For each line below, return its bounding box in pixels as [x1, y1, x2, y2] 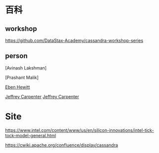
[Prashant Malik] [5, 75, 39, 80]
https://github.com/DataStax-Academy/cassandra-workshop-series [5, 38, 144, 43]
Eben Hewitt [5, 84, 30, 90]
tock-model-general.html [5, 132, 56, 138]
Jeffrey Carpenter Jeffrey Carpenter [5, 93, 79, 99]
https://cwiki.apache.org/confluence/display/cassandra [5, 142, 118, 148]
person [5, 52, 28, 60]
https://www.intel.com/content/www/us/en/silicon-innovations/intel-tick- [5, 127, 155, 133]
